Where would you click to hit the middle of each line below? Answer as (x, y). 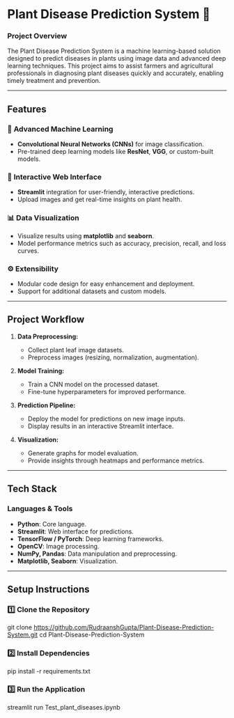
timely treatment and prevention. (54, 81)
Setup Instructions (48, 589)
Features (27, 109)
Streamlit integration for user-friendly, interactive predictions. (106, 192)
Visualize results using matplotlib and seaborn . (86, 235)
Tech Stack (32, 489)
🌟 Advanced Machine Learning (60, 129)
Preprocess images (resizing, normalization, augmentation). (114, 357)
